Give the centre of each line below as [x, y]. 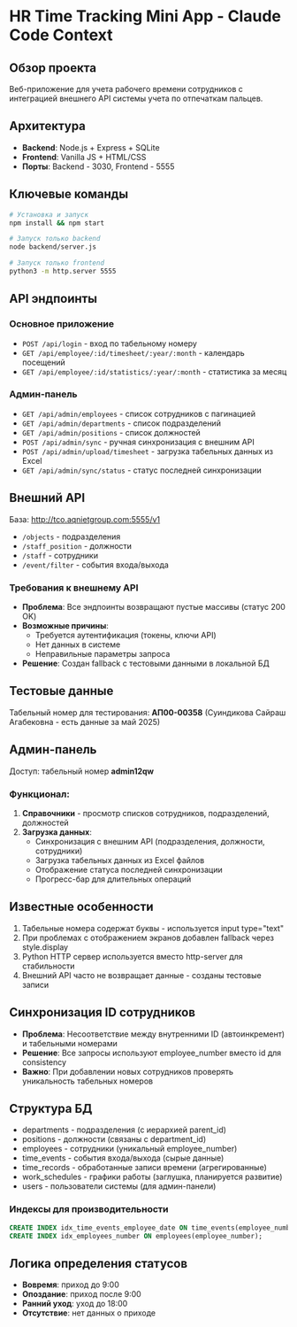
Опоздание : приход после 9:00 [81, 1294]
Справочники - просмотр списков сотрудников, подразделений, [145, 813]
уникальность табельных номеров [87, 1081]
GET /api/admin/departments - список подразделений [121, 423]
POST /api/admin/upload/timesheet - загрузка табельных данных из [148, 451]
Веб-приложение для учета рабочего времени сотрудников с [126, 89]
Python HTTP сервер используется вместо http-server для [132, 956]
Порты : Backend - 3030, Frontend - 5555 [98, 166]
